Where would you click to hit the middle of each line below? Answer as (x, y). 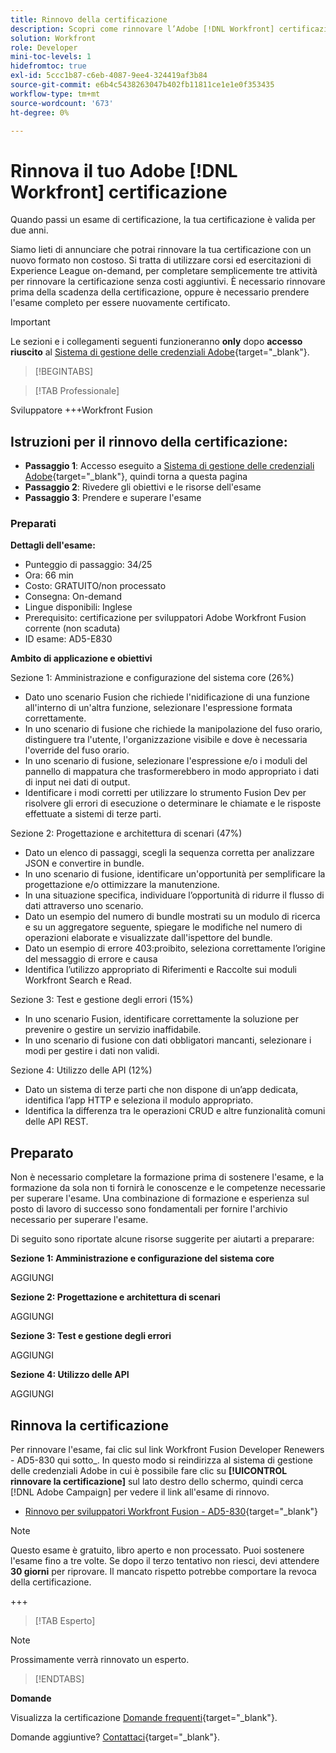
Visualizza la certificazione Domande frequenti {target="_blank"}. (144, 1718)
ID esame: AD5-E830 (68, 639)
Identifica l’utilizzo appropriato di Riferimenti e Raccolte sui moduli (160, 970)
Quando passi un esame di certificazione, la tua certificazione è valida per (163, 220)
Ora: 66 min (49, 575)
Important (30, 322)
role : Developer (44, 47)
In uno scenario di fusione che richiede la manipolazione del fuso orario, (173, 729)
